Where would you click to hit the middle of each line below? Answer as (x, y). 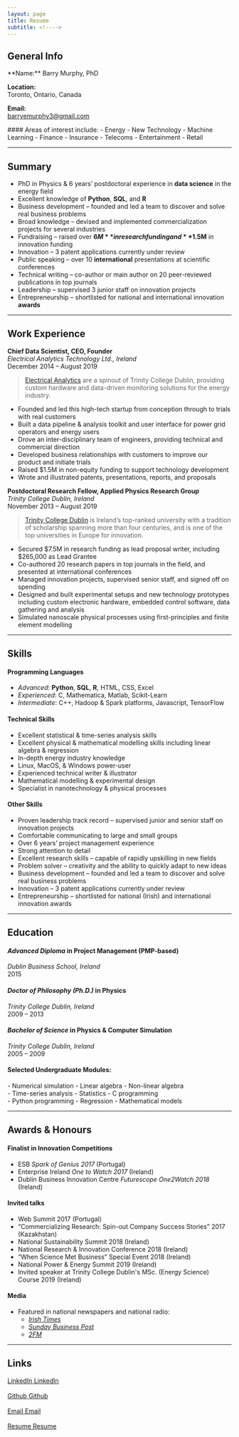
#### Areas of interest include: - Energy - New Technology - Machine (110, 130)
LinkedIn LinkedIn (33, 1381)
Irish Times (44, 1319)
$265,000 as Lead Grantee (57, 556)
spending (32, 587)
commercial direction (49, 447)
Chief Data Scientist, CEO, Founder (60, 351)
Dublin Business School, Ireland (54, 967)
